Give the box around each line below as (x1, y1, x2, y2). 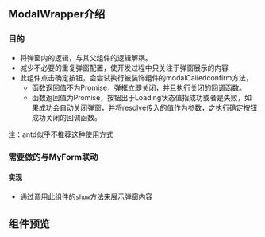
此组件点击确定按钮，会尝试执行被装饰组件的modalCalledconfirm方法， (19, 72, 253, 82)
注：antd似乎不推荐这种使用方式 (8, 130, 113, 139)
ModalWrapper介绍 (8, 7, 106, 21)
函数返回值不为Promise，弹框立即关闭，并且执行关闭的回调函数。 (31, 83, 247, 92)
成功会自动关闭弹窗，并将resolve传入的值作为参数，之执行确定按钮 (38, 103, 258, 112)
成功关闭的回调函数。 (31, 112, 102, 122)
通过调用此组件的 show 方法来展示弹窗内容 (19, 192, 153, 201)
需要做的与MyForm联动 (8, 151, 98, 162)
